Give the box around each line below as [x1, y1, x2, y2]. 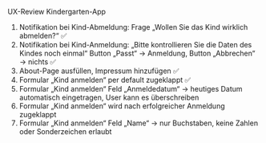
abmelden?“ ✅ [18, 31, 67, 40]
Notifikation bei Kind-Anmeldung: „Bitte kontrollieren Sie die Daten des [18, 40, 252, 49]
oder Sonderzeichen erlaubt [18, 127, 112, 136]
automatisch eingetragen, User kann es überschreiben [18, 92, 199, 102]
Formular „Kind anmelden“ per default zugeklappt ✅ [18, 76, 191, 84]
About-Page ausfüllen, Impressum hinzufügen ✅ [18, 66, 179, 76]
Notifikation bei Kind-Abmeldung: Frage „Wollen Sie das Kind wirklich [18, 22, 248, 31]
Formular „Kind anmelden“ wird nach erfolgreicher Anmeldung [18, 101, 225, 111]
